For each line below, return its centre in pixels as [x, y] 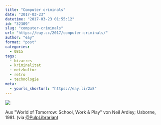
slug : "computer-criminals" [34, 28]
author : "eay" [20, 38]
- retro [18, 75]
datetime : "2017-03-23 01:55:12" [40, 19]
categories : [17, 47]
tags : [11, 56]
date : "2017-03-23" [25, 14]
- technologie [24, 79]
